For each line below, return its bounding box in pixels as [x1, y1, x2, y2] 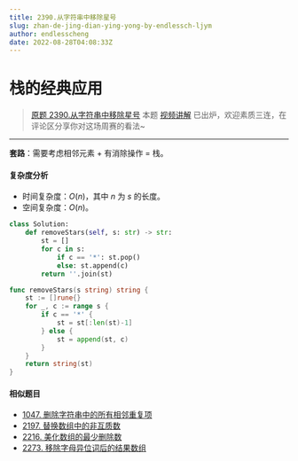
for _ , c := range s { [25, 302, 109, 311]
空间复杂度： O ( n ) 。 [21, 202, 94, 213]
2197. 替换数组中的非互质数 [21, 420, 122, 431]
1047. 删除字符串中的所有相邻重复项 [21, 410, 153, 420]
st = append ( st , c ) [56, 334, 129, 344]
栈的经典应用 [9, 79, 104, 98]
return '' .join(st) [41, 270, 114, 278]
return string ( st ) [25, 360, 93, 369]
